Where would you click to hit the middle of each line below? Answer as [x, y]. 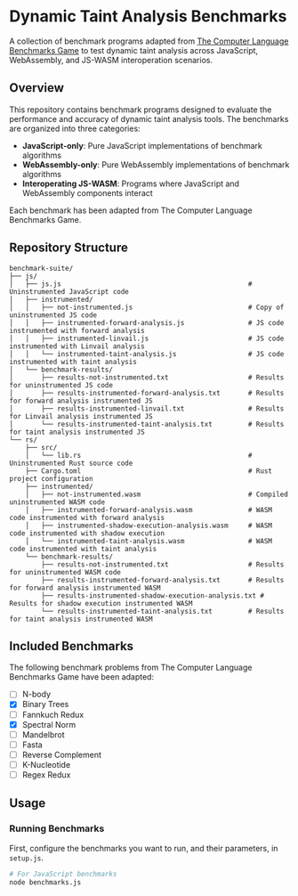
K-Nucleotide [46, 764]
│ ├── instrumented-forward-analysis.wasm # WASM [149, 509]
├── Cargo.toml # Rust [149, 471]
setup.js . [27, 858]
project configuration [51, 478]
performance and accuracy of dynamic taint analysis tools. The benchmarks [149, 118]
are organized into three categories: [75, 128]
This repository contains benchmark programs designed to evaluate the [141, 110]
